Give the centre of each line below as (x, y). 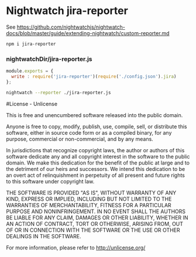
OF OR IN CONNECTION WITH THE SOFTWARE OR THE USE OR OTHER (93, 230)
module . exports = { (30, 71)
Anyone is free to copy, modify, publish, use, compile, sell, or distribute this (97, 126)
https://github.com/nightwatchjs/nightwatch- (71, 27)
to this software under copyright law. (50, 181)
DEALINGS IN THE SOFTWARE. (44, 236)
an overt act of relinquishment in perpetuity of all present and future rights (96, 175)
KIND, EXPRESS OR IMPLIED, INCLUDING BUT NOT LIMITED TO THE (89, 199)
